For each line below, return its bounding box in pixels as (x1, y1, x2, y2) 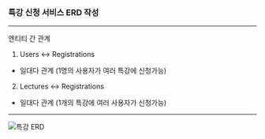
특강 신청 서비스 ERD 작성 (8, 6, 99, 17)
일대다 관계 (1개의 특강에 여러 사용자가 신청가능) (19, 98, 167, 107)
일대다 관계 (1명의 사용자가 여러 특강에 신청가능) (19, 66, 167, 76)
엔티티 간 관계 (8, 34, 51, 43)
